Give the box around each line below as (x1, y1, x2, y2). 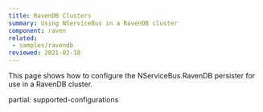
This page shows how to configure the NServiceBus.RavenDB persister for (8, 71, 256, 80)
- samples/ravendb (11, 42, 74, 50)
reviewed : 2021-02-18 (8, 49, 81, 57)
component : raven (8, 26, 67, 34)
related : (8, 34, 38, 42)
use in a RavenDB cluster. (8, 79, 93, 89)
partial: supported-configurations (8, 95, 119, 104)
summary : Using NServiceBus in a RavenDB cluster (8, 19, 179, 27)
